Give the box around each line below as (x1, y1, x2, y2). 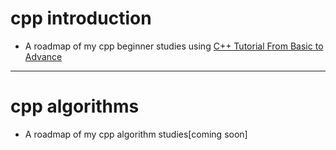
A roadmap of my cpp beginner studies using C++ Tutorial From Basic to (24, 40, 324, 52)
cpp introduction (10, 7, 152, 30)
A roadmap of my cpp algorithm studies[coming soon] (24, 128, 248, 140)
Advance (24, 50, 63, 62)
